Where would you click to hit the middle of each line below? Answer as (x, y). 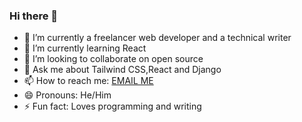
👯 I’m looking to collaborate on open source (113, 59)
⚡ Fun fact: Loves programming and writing (112, 106)
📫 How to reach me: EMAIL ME (88, 81)
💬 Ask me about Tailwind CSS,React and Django (122, 70)
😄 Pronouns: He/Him (67, 95)
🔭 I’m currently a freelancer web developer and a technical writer (157, 38)
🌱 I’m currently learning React (85, 48)
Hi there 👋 (34, 16)
